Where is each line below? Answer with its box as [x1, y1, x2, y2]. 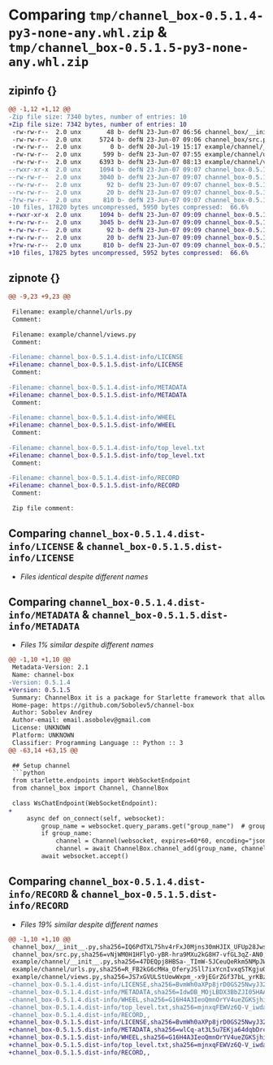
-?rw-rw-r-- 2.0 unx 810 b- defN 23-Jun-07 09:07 [8, 196, 201, 204]
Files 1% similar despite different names [19, 640, 154, 650]
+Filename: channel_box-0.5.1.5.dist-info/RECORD [8, 482, 180, 490]
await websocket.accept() [41, 852, 129, 860]
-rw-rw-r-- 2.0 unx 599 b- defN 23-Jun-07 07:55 [11, 150, 201, 159]
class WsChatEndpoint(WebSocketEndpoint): [11, 799, 158, 807]
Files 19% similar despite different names [19, 920, 158, 929]
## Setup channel [11, 761, 71, 769]
